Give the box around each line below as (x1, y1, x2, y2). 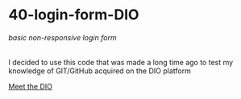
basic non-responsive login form (8, 32, 117, 42)
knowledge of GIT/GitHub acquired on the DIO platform (8, 66, 191, 76)
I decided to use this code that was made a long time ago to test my (8, 58, 234, 68)
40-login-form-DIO (8, 6, 139, 24)
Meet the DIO (8, 82, 53, 92)
